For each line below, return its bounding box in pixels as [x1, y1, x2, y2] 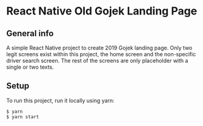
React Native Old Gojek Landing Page [6, 4, 198, 18]
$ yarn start [6, 113, 39, 120]
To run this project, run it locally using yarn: [6, 96, 115, 104]
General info [6, 28, 54, 39]
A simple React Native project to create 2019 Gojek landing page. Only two [6, 44, 193, 51]
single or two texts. [6, 63, 55, 71]
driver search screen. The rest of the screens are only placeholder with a [6, 57, 188, 64]
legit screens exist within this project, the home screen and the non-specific [6, 51, 196, 58]
